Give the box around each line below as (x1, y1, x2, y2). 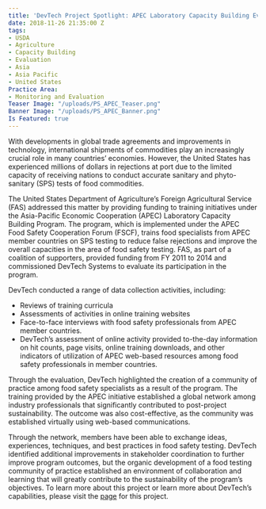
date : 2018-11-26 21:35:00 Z (8, 19, 104, 27)
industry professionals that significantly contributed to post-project (8, 400, 227, 409)
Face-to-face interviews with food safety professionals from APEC (19, 317, 237, 327)
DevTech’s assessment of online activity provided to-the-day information (19, 334, 258, 343)
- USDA (8, 33, 30, 42)
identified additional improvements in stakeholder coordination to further (8, 449, 245, 458)
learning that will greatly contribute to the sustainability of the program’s (8, 474, 243, 484)
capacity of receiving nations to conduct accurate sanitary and (8, 170, 214, 179)
